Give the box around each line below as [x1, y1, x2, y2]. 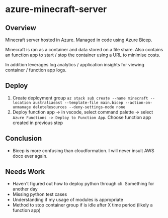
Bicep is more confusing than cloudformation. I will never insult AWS [12, 147, 154, 154]
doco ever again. [12, 153, 48, 159]
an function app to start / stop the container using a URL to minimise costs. [5, 52, 160, 58]
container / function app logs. [5, 67, 67, 73]
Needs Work [5, 167, 45, 176]
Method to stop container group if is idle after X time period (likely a [12, 202, 153, 208]
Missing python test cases [12, 191, 67, 197]
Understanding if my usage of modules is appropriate [12, 197, 123, 203]
